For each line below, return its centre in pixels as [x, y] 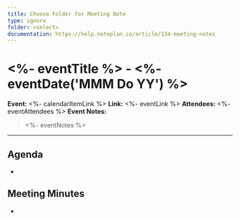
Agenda [25, 154]
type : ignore [27, 21]
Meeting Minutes [46, 194]
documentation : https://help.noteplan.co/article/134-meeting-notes [111, 34]
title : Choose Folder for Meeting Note [67, 14]
